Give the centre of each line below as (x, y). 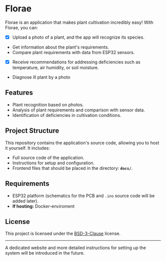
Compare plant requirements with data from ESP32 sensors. (73, 52)
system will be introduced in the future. (45, 253)
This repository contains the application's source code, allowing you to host (82, 143)
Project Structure (32, 131)
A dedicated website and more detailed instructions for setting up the (76, 248)
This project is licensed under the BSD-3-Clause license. (63, 234)
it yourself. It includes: (28, 148)
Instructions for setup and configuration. (53, 163)
